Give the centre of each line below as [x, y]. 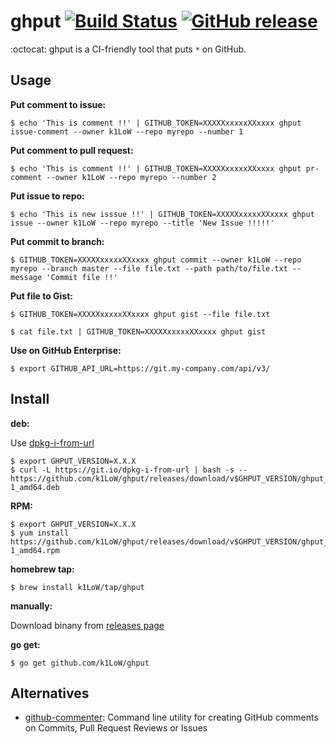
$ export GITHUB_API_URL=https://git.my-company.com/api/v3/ [140, 368]
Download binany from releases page [87, 625]
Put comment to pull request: [72, 150]
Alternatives [50, 693]
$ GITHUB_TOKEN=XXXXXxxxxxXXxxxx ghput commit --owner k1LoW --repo [156, 260]
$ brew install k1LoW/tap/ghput [77, 587]
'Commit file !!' [82, 277]
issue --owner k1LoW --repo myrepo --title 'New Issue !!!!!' [142, 223]
